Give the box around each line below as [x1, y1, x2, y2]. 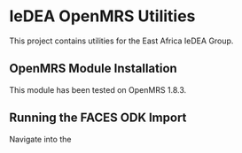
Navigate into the [9, 134, 72, 144]
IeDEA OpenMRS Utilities [9, 6, 196, 27]
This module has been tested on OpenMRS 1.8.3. [9, 84, 187, 95]
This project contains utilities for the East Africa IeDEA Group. [9, 35, 234, 46]
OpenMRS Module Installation [9, 61, 177, 76]
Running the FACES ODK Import [9, 111, 187, 126]
